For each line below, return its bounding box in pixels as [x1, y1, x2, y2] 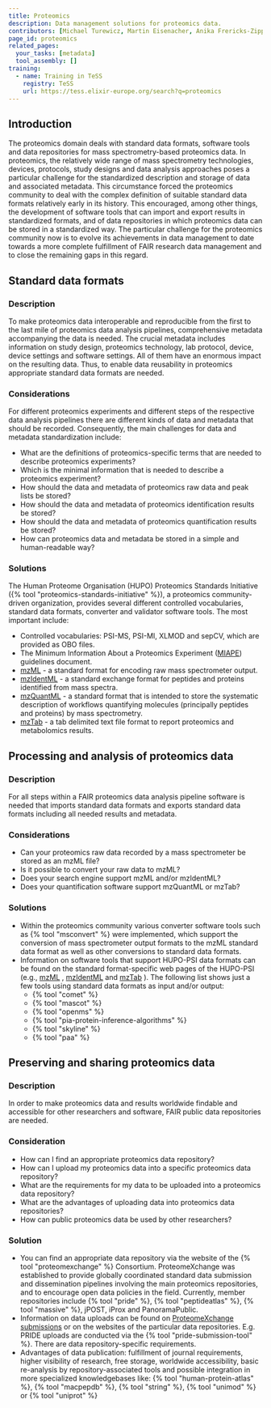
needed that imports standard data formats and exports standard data [8, 800, 240, 810]
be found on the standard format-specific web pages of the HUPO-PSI [19, 964, 255, 973]
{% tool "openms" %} [31, 1007, 105, 1016]
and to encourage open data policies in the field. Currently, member [19, 1287, 246, 1297]
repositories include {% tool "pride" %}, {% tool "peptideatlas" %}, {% [19, 1296, 254, 1306]
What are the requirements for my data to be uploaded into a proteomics [19, 1180, 261, 1190]
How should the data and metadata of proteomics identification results [19, 499, 255, 510]
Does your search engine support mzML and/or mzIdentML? [19, 873, 221, 883]
